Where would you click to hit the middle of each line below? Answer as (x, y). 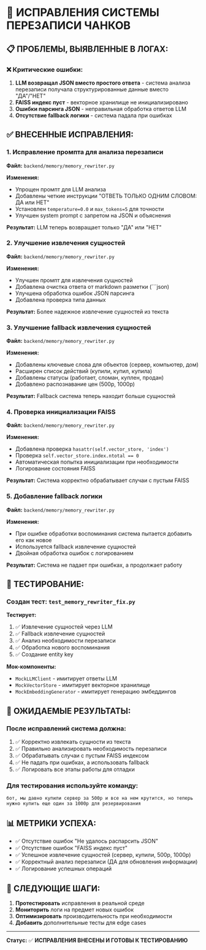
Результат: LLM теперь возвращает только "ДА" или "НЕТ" (84, 227)
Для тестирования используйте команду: (72, 786)
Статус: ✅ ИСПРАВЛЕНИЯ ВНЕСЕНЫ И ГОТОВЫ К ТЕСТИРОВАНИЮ (97, 940)
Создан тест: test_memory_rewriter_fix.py (71, 602)
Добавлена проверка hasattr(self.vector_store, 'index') (92, 449)
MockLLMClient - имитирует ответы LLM (66, 679)
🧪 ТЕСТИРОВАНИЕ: (45, 584)
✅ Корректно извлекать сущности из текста (73, 742)
